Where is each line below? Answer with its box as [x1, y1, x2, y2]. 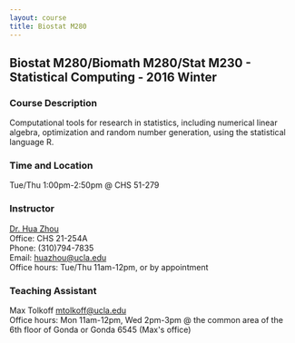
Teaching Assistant [9, 284, 97, 297]
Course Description [9, 96, 98, 109]
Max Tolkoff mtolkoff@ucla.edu [9, 305, 127, 316]
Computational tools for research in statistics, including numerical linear [9, 117, 279, 128]
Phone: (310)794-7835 [9, 242, 94, 253]
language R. [9, 137, 54, 148]
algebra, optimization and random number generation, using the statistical [9, 127, 286, 138]
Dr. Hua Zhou [9, 223, 59, 234]
